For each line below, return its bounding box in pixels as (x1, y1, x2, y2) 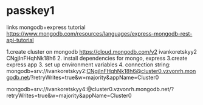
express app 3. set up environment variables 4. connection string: (6, 61, 171, 68)
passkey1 (6, 4, 55, 17)
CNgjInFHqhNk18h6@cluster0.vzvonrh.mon (86, 67, 196, 74)
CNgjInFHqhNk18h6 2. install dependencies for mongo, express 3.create (6, 54, 188, 62)
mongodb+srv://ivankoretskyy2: (6, 67, 87, 74)
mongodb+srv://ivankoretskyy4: (6, 85, 87, 92)
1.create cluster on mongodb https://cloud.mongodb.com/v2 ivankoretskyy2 (6, 48, 198, 55)
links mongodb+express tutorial (6, 24, 86, 31)
